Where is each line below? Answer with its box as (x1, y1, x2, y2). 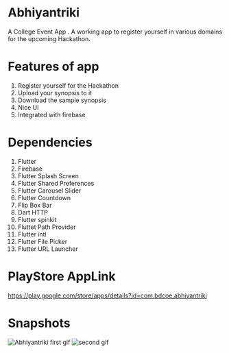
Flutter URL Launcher (17, 245, 78, 253)
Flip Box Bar (17, 201, 52, 209)
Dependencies (8, 135, 93, 150)
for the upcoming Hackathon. (8, 34, 91, 42)
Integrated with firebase (17, 110, 86, 119)
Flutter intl (17, 230, 47, 238)
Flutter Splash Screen (17, 171, 80, 180)
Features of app (8, 59, 99, 75)
